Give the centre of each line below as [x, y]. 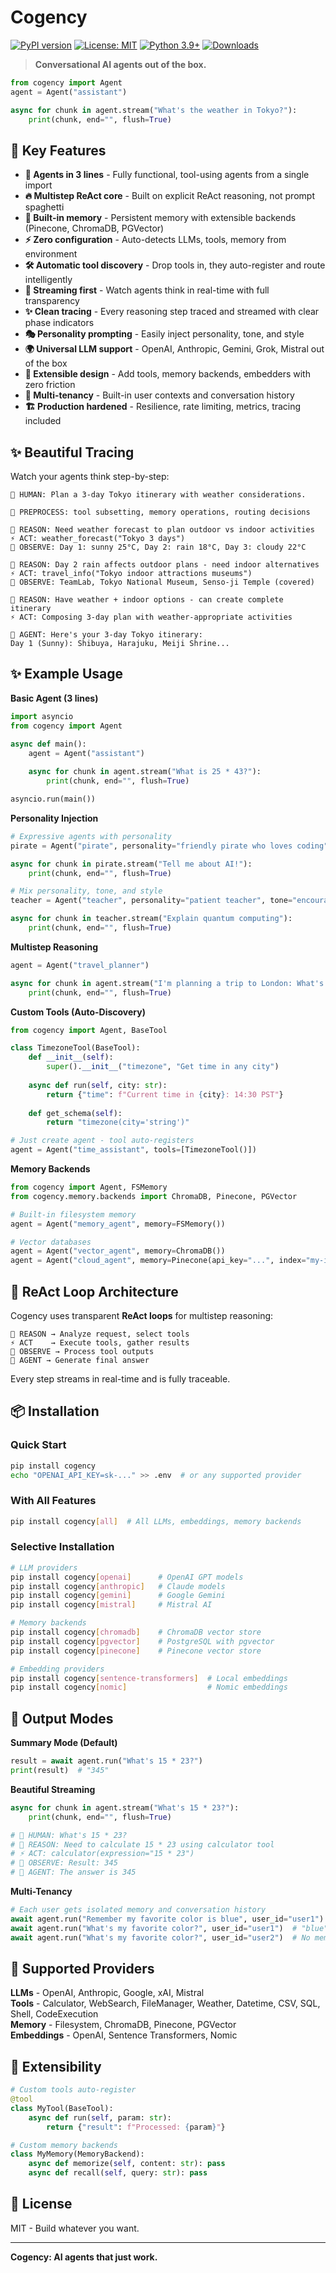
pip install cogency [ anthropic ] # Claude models [118, 1586]
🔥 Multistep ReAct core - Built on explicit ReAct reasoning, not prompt [169, 196]
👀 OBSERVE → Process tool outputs [82, 1351]
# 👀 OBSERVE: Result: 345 [64, 1863]
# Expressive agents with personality [91, 836]
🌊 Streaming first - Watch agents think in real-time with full [147, 290]
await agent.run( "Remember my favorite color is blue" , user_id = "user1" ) [167, 1919]
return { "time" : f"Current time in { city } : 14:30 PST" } [165, 1094]
